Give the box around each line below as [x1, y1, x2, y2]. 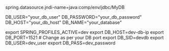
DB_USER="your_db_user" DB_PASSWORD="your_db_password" [5, 14, 142, 20]
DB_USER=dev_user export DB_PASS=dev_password [5, 40, 116, 46]
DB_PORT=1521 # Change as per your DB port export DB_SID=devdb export [5, 35, 164, 40]
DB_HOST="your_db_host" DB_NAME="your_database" [5, 20, 122, 25]
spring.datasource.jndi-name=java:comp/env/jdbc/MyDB [5, 5, 125, 10]
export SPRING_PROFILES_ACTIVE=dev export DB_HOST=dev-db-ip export [5, 29, 164, 35]
